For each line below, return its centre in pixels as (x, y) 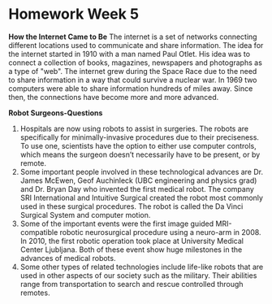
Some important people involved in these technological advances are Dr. (142, 172)
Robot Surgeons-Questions (56, 113)
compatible (39, 232)
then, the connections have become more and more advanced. (114, 97)
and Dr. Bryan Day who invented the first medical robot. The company (137, 189)
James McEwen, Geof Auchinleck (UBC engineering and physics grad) (138, 180)
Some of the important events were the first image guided (117, 224)
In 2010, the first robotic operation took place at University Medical (132, 241)
